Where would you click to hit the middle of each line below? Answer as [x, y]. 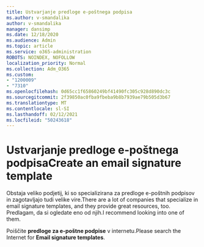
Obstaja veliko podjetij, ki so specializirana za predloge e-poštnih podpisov [100, 193]
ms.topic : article [30, 46]
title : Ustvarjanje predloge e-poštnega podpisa [69, 12]
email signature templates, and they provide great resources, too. [89, 206]
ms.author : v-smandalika [38, 18]
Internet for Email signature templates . [56, 238]
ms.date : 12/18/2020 [33, 35]
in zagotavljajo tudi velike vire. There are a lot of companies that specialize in [102, 200]
